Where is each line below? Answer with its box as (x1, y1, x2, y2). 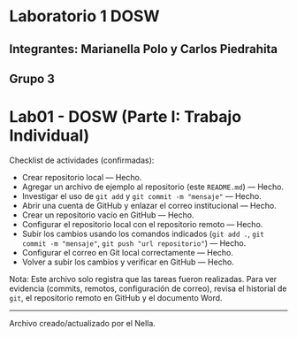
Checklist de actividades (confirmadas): (9, 155, 155, 165)
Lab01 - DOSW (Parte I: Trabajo (9, 107, 241, 127)
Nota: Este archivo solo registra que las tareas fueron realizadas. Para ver (9, 273, 278, 284)
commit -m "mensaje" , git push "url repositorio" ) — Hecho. (21, 237, 247, 249)
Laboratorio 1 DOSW (9, 6, 161, 27)
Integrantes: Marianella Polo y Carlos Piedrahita (9, 42, 278, 57)
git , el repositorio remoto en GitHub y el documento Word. (9, 292, 223, 303)
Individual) (9, 126, 90, 146)
